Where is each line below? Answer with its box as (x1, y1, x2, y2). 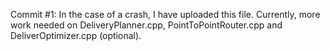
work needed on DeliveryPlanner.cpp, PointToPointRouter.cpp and (10, 19, 283, 31)
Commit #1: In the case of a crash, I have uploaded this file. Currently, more (10, 9, 321, 20)
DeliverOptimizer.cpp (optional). (10, 30, 142, 41)
